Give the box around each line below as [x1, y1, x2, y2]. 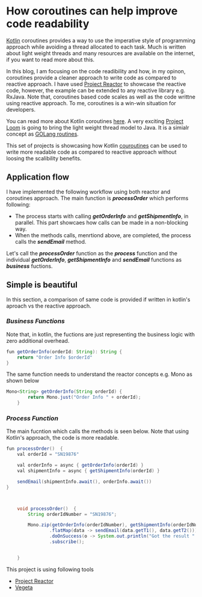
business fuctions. [6, 262, 53, 270]
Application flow [6, 172, 70, 183]
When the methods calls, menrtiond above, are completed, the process [14, 231, 191, 238]
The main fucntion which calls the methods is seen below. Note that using [6, 428, 189, 435]
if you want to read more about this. [6, 56, 95, 63]
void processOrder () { [17, 506, 77, 512]
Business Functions [6, 317, 65, 326]
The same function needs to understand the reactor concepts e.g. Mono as [6, 371, 192, 378]
